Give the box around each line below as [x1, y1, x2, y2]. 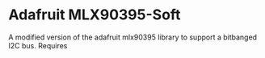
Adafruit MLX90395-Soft [8, 6, 181, 24]
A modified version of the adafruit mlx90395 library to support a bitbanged [8, 32, 257, 42]
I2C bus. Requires [8, 40, 68, 50]
